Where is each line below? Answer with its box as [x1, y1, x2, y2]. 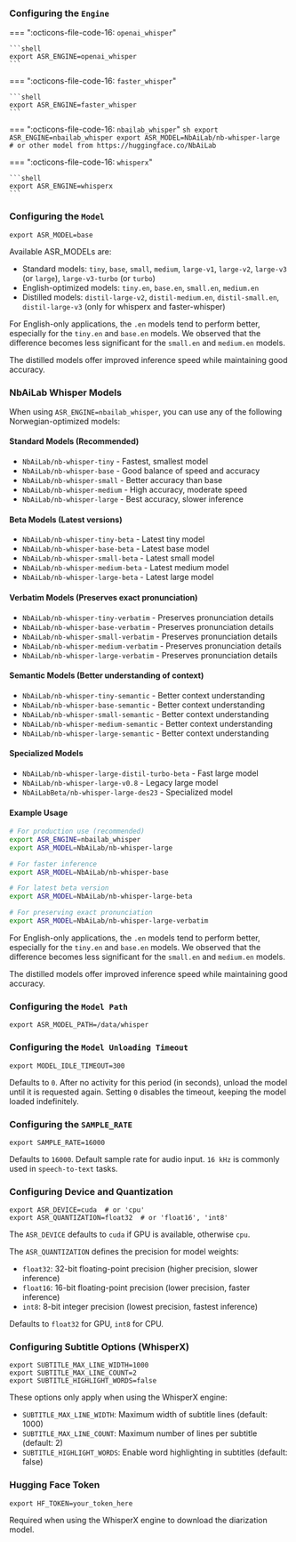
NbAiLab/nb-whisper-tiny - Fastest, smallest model [21, 456, 209, 467]
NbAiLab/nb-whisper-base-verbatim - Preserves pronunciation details [21, 621, 274, 632]
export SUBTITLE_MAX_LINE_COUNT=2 [9, 1368, 138, 1377]
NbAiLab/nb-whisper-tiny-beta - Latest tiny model [21, 534, 205, 545]
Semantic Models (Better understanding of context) [9, 670, 204, 681]
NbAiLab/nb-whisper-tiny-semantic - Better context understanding [21, 690, 265, 700]
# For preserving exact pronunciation [9, 908, 153, 917]
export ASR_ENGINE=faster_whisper [9, 101, 138, 109]
